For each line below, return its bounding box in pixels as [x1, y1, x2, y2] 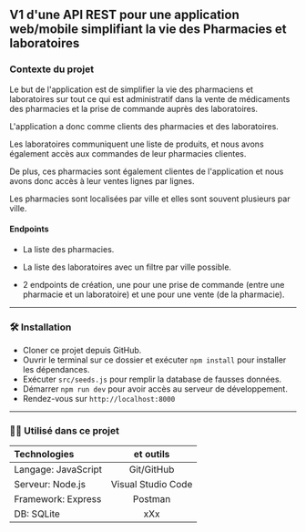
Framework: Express [14, 493, 102, 506]
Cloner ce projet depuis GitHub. [22, 345, 142, 356]
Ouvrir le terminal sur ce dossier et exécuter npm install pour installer [22, 354, 287, 365]
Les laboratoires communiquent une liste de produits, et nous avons [9, 138, 264, 149]
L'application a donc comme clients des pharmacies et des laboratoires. [9, 120, 280, 131]
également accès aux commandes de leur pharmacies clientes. [9, 148, 247, 159]
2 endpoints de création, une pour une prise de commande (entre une [22, 279, 285, 290]
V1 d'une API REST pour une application [9, 7, 240, 23]
